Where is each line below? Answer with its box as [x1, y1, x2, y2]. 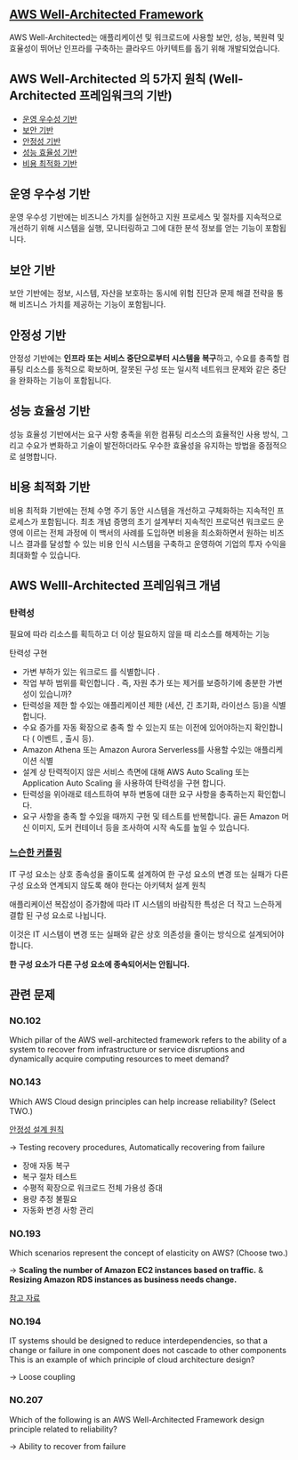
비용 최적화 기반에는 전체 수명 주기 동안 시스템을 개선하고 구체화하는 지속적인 [9, 504, 276, 515]
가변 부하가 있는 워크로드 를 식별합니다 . [21, 666, 160, 677]
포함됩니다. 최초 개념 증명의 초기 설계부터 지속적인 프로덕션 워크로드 [39, 516, 276, 527]
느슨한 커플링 [9, 847, 62, 859]
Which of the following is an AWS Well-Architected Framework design [9, 1414, 265, 1424]
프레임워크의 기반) [78, 88, 173, 103]
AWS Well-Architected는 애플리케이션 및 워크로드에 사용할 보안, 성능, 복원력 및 [9, 31, 285, 43]
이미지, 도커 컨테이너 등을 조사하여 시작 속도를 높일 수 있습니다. [31, 822, 250, 833]
